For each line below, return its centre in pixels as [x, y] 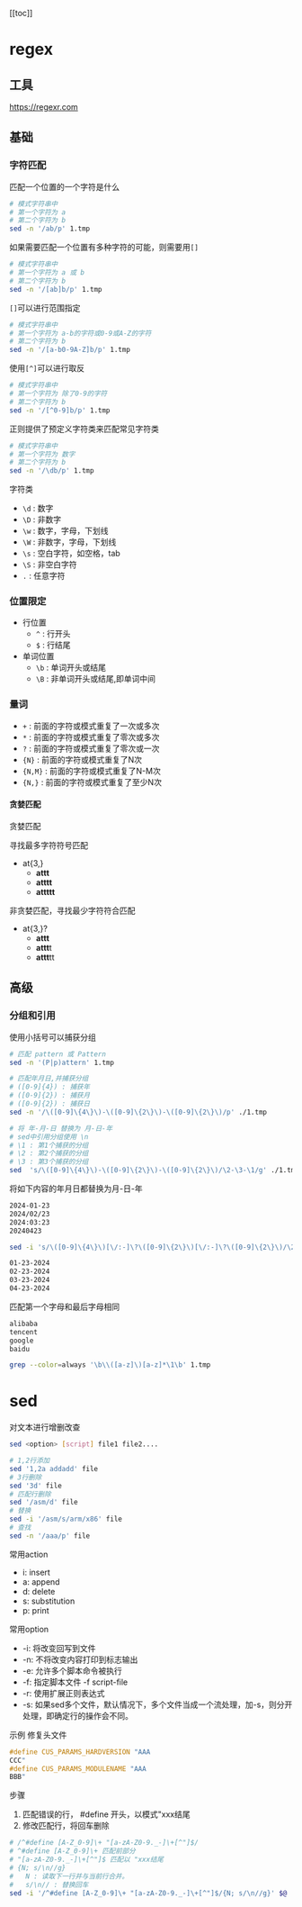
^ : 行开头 [53, 634]
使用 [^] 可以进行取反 [47, 368]
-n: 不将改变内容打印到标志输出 [80, 1659]
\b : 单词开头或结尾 [71, 668]
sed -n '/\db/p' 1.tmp [52, 471]
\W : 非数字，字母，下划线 [69, 542]
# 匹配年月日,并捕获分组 [49, 1079]
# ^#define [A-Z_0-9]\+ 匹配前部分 [73, 1851]
